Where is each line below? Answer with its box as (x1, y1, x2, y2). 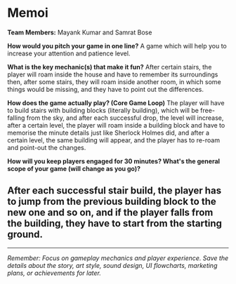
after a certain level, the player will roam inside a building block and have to (7, 121, 225, 129)
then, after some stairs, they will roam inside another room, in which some (7, 77, 221, 86)
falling (7, 114, 25, 122)
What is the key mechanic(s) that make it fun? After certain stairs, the (7, 62, 212, 71)
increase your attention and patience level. (7, 49, 131, 58)
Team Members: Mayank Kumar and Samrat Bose (7, 28, 152, 36)
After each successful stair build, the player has (7, 184, 222, 197)
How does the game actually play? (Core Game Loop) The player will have (7, 98, 225, 107)
